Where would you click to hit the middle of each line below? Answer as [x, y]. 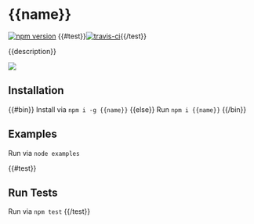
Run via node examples [44, 153]
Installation [36, 90]
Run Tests [33, 192]
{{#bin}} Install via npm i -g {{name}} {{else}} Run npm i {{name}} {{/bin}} [127, 109]
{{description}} [32, 51]
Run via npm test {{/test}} [49, 211]
